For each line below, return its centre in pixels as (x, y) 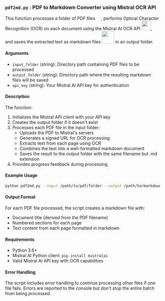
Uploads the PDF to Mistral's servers (57, 133)
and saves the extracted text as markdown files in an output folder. (79, 42)
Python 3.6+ (25, 250)
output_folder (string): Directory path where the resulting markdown (82, 75)
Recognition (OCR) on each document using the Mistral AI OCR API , (79, 29)
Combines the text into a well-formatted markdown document (82, 148)
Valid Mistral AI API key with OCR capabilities (58, 261)
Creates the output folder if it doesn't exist (55, 122)
